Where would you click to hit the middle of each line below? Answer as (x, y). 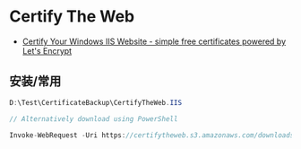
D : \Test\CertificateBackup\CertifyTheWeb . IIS (95, 102)
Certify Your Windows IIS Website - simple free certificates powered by (154, 41)
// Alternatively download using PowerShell (94, 118)
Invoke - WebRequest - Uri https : (68, 135)
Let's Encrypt (47, 50)
